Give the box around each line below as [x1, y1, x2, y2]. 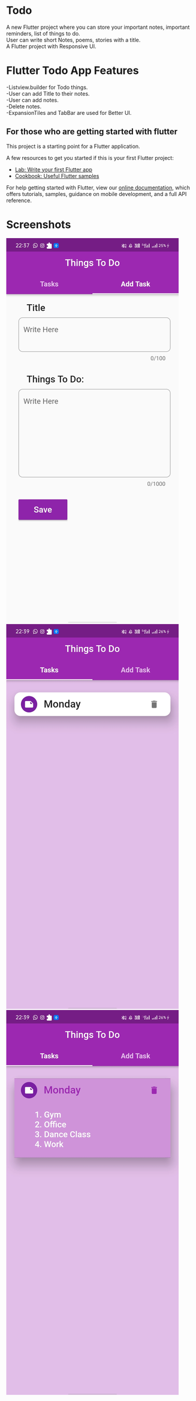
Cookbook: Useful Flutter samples [14, 172, 99, 179]
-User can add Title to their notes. [6, 90, 90, 97]
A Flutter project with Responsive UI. [6, 43, 97, 50]
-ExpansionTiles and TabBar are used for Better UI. [6, 109, 132, 116]
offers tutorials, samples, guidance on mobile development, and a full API [6, 190, 187, 197]
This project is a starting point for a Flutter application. [6, 143, 140, 150]
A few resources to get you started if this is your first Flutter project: [6, 154, 174, 161]
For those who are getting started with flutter [6, 127, 178, 137]
